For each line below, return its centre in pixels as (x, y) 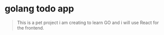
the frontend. (31, 27)
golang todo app (39, 9)
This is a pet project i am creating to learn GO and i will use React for (88, 22)
